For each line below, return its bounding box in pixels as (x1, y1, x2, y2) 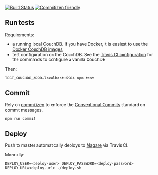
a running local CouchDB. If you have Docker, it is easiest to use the (12, 41, 148, 47)
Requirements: (5, 32, 34, 38)
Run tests (5, 19, 35, 27)
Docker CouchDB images (12, 46, 63, 52)
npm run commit (5, 116, 36, 121)
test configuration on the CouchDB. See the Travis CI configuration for (12, 51, 153, 57)
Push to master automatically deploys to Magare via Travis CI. (5, 142, 129, 148)
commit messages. (5, 107, 43, 113)
